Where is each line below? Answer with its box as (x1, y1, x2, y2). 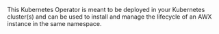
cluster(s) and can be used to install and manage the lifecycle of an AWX (7, 13, 212, 21)
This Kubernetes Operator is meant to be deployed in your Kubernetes (7, 6, 205, 13)
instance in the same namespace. (7, 20, 102, 27)
